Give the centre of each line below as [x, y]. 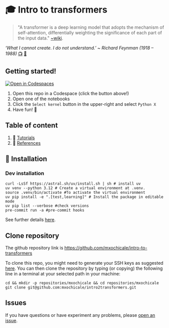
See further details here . [31, 220]
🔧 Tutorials [24, 138]
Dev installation [25, 173]
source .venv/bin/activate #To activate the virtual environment [75, 193]
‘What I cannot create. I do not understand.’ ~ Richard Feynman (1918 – [79, 48]
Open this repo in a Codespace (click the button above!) [71, 93]
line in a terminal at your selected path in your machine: [63, 274]
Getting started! [31, 71]
